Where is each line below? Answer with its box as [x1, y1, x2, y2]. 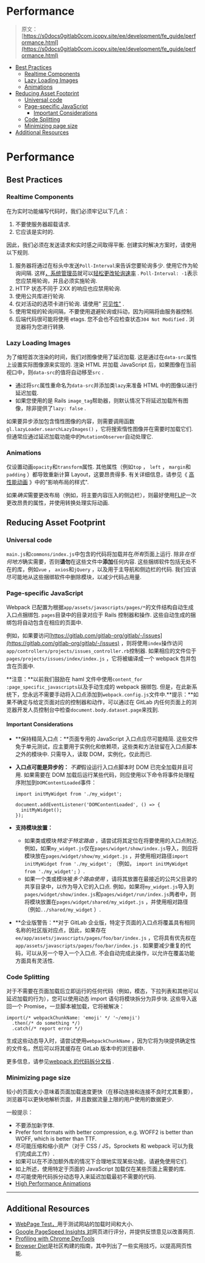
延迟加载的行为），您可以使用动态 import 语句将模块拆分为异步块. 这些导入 [6, 995, 192, 1002]
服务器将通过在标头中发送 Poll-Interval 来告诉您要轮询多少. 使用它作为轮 [15, 261, 198, 269]
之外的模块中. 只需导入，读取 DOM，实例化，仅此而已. [15, 750, 153, 757]
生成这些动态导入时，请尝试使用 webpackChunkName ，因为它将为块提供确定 [6, 1036, 191, 1044]
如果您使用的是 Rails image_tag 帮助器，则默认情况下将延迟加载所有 [15, 397, 184, 405]
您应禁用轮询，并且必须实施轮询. [15, 277, 98, 284]
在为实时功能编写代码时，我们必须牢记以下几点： [6, 207, 129, 215]
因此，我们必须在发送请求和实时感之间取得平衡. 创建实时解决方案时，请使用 [6, 241, 196, 249]
